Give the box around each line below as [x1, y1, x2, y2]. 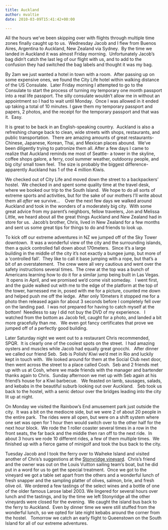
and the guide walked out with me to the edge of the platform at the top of [5, 282, 158, 288]
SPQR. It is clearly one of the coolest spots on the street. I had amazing [5, 340, 155, 346]
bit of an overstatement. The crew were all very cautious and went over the [5, 261, 161, 267]
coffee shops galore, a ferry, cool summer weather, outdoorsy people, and [5, 156, 159, 162]
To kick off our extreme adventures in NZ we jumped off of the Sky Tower [5, 235, 157, 241]
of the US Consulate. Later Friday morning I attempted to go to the [5, 82, 143, 88]
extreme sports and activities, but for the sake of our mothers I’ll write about [5, 192, 162, 199]
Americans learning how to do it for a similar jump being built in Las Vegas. [5, 272, 159, 278]
